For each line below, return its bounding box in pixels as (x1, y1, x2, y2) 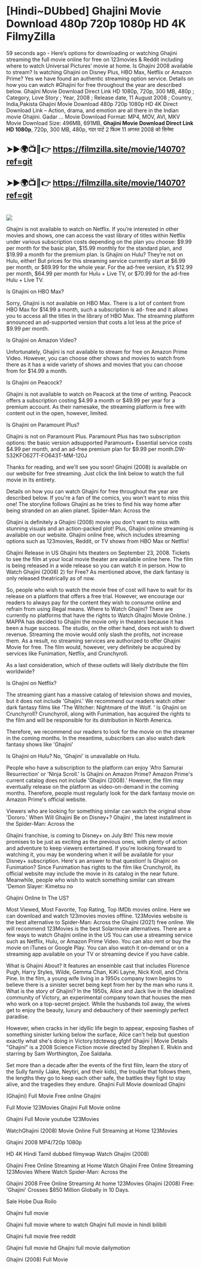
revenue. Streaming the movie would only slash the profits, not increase (6, 631, 184, 638)
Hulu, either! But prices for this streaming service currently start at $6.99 (6, 257, 185, 264)
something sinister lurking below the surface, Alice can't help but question (6, 1031, 190, 1038)
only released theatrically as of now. (6, 574, 96, 582)
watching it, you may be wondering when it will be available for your (6, 850, 174, 858)
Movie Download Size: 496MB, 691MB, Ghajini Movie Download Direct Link (6, 119, 194, 126)
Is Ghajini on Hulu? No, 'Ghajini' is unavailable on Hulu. (6, 752, 141, 759)
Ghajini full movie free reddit (6, 1232, 76, 1240)
